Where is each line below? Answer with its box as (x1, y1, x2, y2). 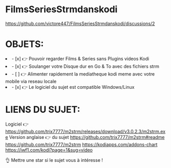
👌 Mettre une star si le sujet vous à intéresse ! (5, 157, 103, 163)
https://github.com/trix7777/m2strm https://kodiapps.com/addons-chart (5, 141, 158, 148)
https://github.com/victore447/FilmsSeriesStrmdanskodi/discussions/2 (5, 20, 155, 27)
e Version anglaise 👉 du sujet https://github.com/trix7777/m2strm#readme (5, 134, 165, 140)
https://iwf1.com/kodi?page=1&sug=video (5, 147, 93, 153)
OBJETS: (5, 38, 44, 50)
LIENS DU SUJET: (5, 104, 80, 115)
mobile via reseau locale (5, 78, 57, 84)
